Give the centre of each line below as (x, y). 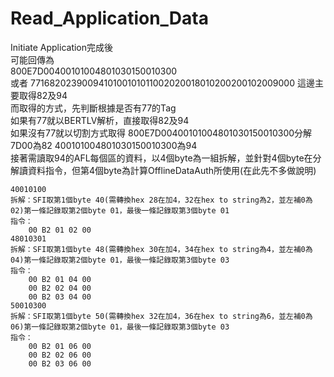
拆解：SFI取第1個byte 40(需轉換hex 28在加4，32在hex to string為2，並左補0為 (161, 200)
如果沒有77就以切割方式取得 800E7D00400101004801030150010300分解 (161, 133)
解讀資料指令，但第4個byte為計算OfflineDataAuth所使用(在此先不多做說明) (163, 170)
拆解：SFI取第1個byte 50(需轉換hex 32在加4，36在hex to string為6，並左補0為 (161, 316)
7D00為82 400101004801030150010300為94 (104, 145)
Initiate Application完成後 (62, 47)
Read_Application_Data (109, 18)
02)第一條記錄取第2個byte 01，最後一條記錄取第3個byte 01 (120, 210)
